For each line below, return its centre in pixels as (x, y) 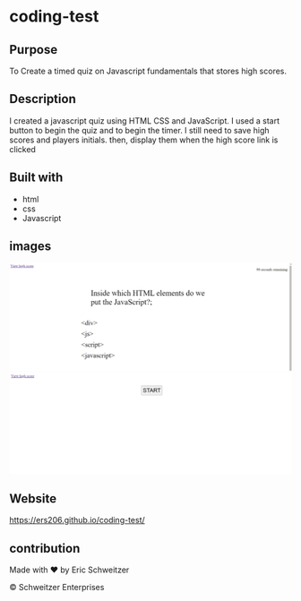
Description (43, 99)
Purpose (34, 50)
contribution (45, 548)
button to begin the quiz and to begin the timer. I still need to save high (140, 130)
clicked (22, 149)
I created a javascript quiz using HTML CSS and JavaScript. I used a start (145, 120)
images (30, 247)
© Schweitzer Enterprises (57, 588)
